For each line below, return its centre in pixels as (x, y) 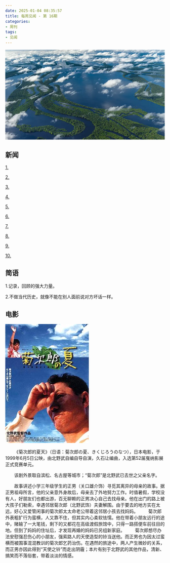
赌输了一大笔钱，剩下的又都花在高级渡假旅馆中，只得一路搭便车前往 (85, 524)
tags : (11, 32)
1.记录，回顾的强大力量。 (31, 286)
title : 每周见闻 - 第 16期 (31, 16)
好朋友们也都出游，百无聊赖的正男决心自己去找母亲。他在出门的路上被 (92, 498)
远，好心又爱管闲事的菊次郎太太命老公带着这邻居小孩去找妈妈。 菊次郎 (83, 511)
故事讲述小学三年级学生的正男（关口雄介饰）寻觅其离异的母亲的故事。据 (90, 486)
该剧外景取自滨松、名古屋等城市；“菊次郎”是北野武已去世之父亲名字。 (87, 475)
